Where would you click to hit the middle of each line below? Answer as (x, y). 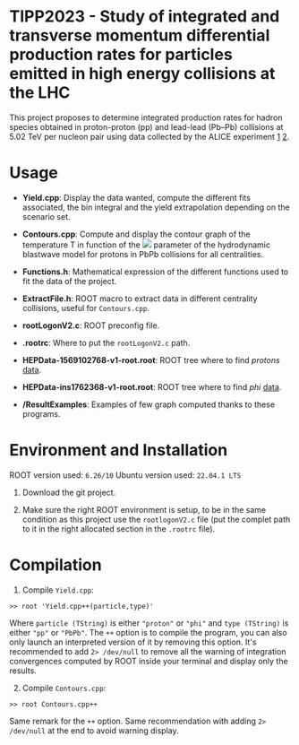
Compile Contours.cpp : (64, 688)
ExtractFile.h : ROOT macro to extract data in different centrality (140, 299)
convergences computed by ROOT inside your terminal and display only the (149, 661)
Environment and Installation (119, 450)
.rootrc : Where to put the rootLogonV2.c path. (106, 342)
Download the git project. (69, 492)
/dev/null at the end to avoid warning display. (94, 730)
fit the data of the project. (69, 281)
